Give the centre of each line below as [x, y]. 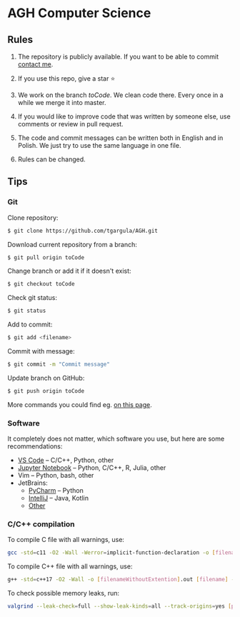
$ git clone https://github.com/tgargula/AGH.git [83, 231]
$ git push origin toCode [46, 391]
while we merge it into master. [62, 102]
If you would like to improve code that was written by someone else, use [124, 116]
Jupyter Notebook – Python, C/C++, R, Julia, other [92, 468]
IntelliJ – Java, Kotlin [59, 498]
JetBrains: [32, 483]
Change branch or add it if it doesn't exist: [69, 271]
